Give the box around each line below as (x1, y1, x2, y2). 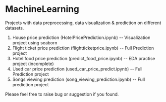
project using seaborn (12, 39, 58, 45)
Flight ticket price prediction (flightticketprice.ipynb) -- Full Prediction (12, 45, 154, 51)
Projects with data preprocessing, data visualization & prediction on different (5, 20, 162, 26)
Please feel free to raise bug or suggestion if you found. (5, 91, 119, 97)
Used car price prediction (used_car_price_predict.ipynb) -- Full (12, 66, 143, 72)
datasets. (5, 25, 24, 31)
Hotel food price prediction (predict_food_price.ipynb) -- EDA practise (12, 55, 155, 61)
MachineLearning (5, 3, 79, 15)
